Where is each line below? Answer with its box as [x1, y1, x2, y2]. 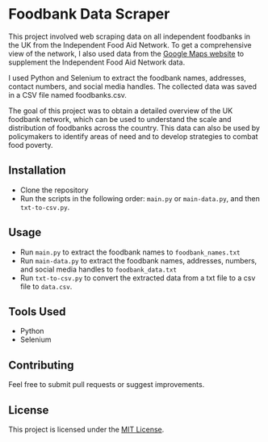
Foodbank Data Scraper [8, 5, 170, 23]
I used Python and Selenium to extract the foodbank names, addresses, [8, 73, 246, 82]
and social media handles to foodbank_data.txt [19, 264, 178, 274]
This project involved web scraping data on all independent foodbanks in [8, 32, 251, 41]
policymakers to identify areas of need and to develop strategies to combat [8, 131, 258, 141]
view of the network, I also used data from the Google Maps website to [8, 48, 245, 58]
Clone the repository [19, 185, 89, 195]
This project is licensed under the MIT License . [8, 425, 165, 434]
